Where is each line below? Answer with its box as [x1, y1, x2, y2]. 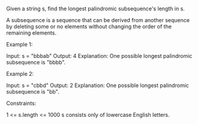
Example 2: [6, 70, 34, 77]
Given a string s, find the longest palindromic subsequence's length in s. [6, 5, 185, 12]
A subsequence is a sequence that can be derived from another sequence [6, 17, 190, 23]
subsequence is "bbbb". [6, 59, 66, 66]
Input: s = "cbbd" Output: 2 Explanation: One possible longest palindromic [6, 82, 189, 89]
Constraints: [6, 100, 37, 107]
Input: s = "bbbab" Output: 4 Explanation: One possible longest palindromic [6, 52, 193, 59]
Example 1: [6, 41, 33, 48]
